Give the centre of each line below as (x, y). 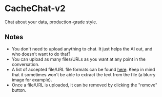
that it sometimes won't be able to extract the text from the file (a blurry (83, 74)
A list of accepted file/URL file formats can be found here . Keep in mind (83, 69)
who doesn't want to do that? (41, 54)
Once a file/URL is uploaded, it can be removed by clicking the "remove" (84, 85)
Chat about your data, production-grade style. (51, 22)
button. (19, 90)
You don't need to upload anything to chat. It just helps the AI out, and (82, 48)
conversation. (25, 64)
